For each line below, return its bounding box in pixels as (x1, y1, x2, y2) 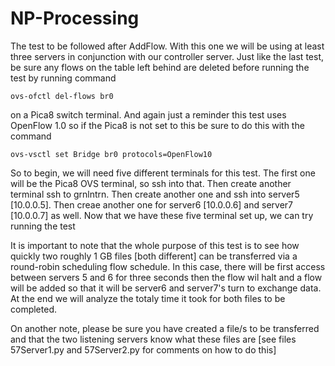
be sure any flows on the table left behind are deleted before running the (10, 61, 310, 73)
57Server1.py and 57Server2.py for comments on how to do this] (10, 343, 277, 356)
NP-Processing (10, 7, 140, 30)
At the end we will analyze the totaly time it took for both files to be (10, 292, 286, 304)
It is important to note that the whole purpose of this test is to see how (10, 239, 300, 251)
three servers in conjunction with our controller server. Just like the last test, (10, 50, 324, 62)
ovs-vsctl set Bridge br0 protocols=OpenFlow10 (10, 149, 213, 159)
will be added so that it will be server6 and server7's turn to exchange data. (10, 282, 322, 294)
